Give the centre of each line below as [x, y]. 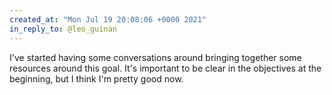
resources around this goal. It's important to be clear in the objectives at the [165, 68]
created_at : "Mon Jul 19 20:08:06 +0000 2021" [108, 19]
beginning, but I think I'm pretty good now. [96, 78]
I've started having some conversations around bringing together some [155, 57]
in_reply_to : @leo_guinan [63, 29]
